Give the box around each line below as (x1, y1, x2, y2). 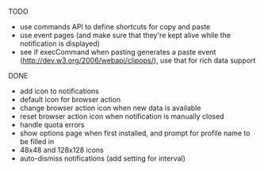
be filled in (19, 137, 55, 146)
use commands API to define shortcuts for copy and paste (19, 22, 211, 31)
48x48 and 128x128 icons (19, 146, 105, 154)
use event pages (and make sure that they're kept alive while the (19, 31, 231, 40)
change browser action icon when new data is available (19, 103, 201, 112)
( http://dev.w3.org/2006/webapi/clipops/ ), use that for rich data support (19, 55, 256, 65)
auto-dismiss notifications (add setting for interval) (19, 154, 186, 163)
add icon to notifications (19, 86, 99, 96)
